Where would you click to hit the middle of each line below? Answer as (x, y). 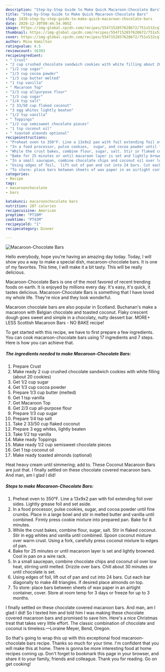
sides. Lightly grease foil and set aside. (52, 504)
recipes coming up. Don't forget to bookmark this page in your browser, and (82, 653)
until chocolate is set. (34, 572)
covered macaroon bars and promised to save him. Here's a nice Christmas (82, 618)
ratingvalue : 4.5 (23, 46)
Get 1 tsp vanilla (28, 397)
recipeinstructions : (27, 138)
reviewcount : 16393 (25, 51)
